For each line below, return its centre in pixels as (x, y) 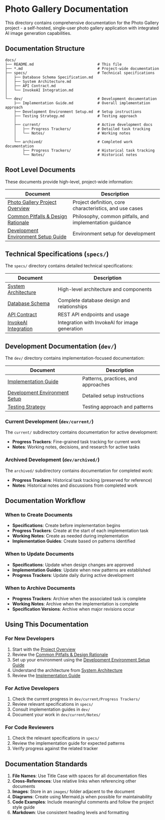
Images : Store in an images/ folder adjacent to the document (73, 791)
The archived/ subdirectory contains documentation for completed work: (79, 471)
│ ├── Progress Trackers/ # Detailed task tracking (82, 129)
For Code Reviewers (29, 727)
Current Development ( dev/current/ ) (49, 422)
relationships (72, 307)
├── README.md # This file (63, 64)
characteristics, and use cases (108, 208)
